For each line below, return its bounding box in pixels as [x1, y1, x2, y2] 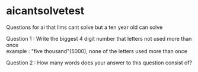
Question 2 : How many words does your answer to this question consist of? [6, 59, 193, 66]
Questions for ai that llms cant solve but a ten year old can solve [6, 24, 163, 31]
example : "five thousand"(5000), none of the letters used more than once [6, 47, 188, 54]
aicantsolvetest [6, 4, 85, 18]
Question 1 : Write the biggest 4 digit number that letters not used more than [6, 35, 192, 42]
